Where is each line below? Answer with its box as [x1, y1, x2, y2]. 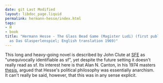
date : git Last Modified [5, 7, 55, 12]
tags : [5, 20, 16, 26]
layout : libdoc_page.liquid [5, 12, 62, 16]
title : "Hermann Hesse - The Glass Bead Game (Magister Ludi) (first [5, 34, 149, 39]
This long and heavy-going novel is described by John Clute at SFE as [5, 52, 146, 57]
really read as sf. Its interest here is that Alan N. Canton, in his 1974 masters [5, 62, 156, 68]
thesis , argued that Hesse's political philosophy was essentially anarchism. [5, 67, 154, 73]
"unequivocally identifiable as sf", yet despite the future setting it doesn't [5, 56, 151, 63]
